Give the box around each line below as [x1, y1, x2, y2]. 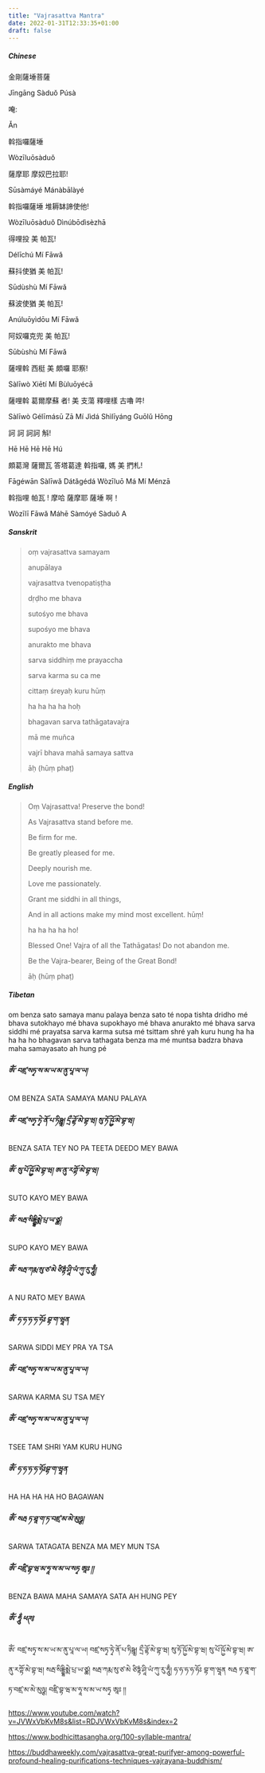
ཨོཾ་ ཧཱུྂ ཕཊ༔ [8, 1613, 34, 1622]
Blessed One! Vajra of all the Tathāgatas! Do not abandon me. [27, 941, 230, 951]
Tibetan [8, 990, 35, 999]
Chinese [8, 51, 37, 61]
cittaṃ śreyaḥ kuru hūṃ [27, 686, 106, 696]
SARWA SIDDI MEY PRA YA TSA [8, 1343, 114, 1352]
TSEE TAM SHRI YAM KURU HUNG [8, 1442, 123, 1451]
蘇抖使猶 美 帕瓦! [8, 266, 64, 276]
